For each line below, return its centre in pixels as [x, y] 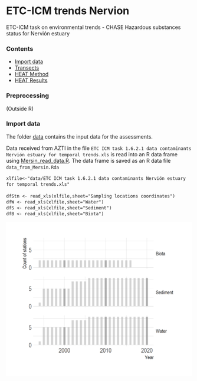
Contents [20, 48]
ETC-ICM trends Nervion [68, 11]
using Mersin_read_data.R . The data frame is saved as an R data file [88, 160]
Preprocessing [27, 96]
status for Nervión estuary [38, 33]
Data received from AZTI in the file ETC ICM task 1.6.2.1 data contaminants [99, 148]
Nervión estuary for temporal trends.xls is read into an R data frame [92, 154]
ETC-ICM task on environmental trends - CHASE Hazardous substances [93, 27]
